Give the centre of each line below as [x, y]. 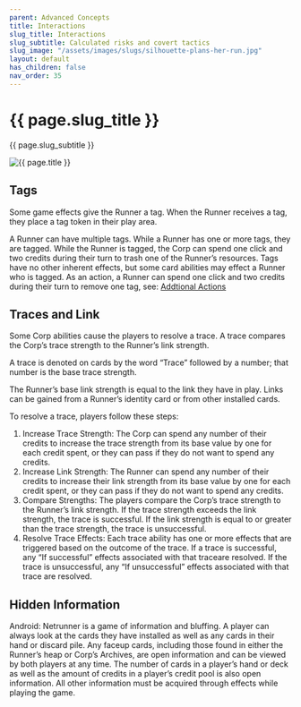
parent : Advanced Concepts [60, 17]
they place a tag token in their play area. [83, 221]
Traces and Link [55, 314]
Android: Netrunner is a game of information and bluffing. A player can [139, 626]
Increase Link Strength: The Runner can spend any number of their [146, 472]
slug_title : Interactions [57, 34]
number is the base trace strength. [73, 372]
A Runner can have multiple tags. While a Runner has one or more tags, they [150, 239]
